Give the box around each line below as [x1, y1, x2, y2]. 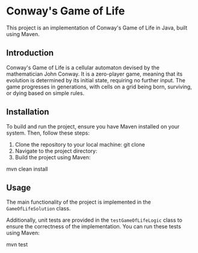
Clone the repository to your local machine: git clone [14, 141, 146, 148]
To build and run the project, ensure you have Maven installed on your [6, 123, 180, 130]
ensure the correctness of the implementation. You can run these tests [6, 223, 182, 230]
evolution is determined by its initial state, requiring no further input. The [6, 76, 185, 84]
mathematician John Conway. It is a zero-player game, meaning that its [6, 70, 183, 78]
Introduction [6, 48, 54, 58]
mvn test [6, 241, 28, 248]
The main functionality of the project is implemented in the [6, 198, 152, 206]
